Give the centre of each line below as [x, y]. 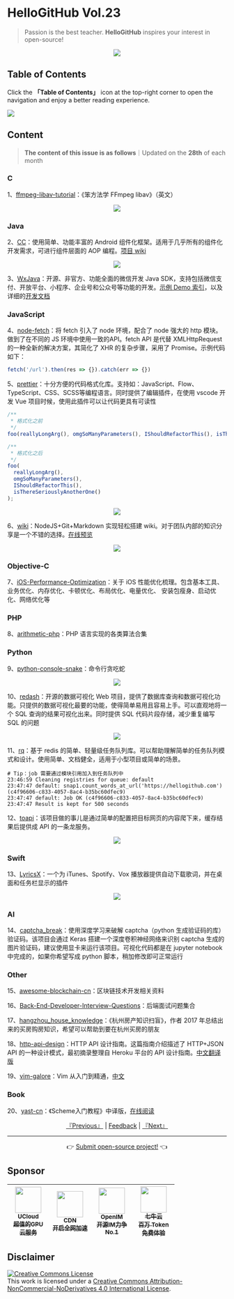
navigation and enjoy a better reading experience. [79, 100]
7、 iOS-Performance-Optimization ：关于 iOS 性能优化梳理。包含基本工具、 [115, 582]
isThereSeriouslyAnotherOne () [57, 492]
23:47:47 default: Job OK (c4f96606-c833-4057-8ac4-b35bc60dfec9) [106, 798]
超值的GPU [28, 1224]
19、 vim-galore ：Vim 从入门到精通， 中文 [66, 1076]
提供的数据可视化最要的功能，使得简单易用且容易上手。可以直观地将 [123, 705]
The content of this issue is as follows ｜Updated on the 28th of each [125, 153]
